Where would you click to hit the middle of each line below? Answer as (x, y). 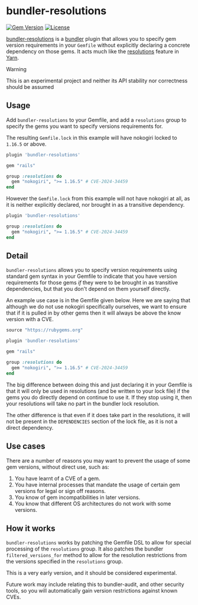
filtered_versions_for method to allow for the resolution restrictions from (97, 555)
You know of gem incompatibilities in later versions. (77, 497)
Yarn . (13, 57)
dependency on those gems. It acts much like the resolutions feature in (92, 51)
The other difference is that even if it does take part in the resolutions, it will (98, 415)
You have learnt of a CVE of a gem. (57, 478)
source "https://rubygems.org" (45, 330)
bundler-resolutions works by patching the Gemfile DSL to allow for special (99, 543)
